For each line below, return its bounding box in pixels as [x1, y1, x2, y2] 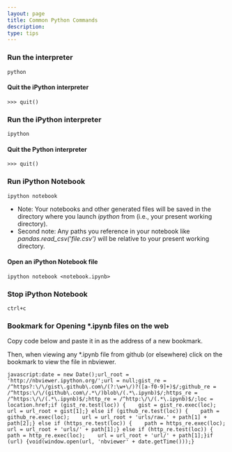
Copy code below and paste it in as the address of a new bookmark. [7, 337, 203, 345]
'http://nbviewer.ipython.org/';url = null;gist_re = [7, 377, 167, 384]
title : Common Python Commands [7, 17, 98, 24]
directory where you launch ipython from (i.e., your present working [17, 212, 212, 220]
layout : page [7, 10, 45, 17]
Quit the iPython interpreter [7, 83, 89, 91]
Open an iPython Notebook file [7, 258, 98, 266]
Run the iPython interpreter [7, 114, 102, 124]
